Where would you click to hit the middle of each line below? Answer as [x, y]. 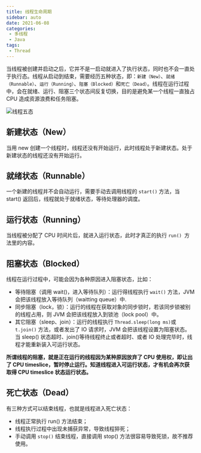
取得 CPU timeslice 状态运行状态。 [49, 372]
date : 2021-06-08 [28, 23]
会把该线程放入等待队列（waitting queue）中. [71, 299]
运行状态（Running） [46, 220]
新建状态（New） [39, 132]
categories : [21, 28]
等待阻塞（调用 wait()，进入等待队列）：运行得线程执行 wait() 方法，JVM [105, 292]
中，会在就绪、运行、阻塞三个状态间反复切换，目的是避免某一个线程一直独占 [100, 91]
